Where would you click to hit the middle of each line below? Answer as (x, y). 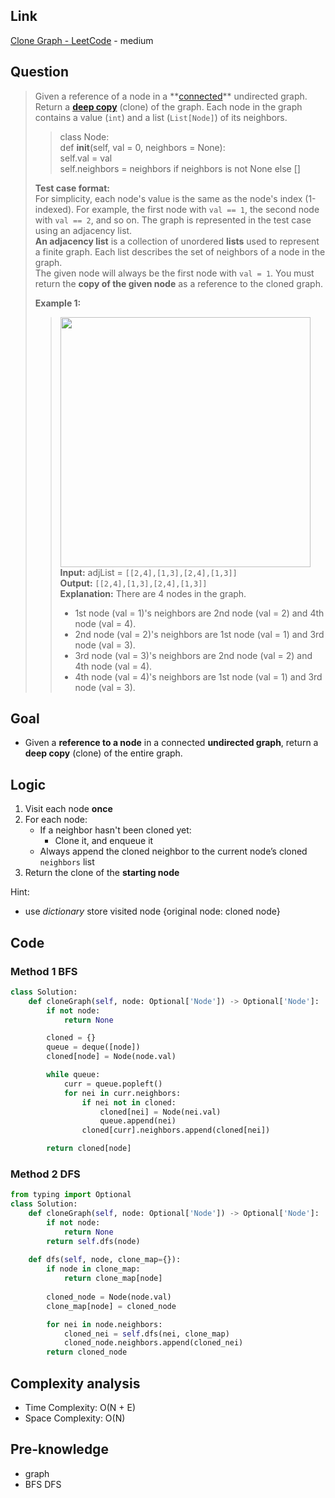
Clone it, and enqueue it (104, 841)
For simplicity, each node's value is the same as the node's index (168, 198)
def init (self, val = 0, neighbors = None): (142, 147)
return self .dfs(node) (93, 1241)
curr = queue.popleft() (113, 1084)
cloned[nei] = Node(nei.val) (160, 1112)
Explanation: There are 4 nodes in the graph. (153, 593)
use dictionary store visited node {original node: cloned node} (152, 911)
